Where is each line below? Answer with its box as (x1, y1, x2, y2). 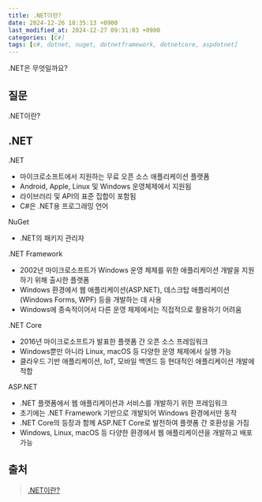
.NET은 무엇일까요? (8, 64, 69, 73)
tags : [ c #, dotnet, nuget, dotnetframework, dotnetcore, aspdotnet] (8, 41, 238, 49)
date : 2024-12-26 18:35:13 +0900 (8, 19, 118, 27)
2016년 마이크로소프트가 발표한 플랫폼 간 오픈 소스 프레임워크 (19, 337, 209, 346)
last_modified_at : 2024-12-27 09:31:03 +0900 (8, 26, 160, 34)
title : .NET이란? (8, 11, 62, 20)
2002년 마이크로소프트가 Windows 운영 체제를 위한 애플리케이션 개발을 (19, 265, 241, 274)
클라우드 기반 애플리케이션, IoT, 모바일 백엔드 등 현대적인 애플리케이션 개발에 (19, 356, 255, 366)
